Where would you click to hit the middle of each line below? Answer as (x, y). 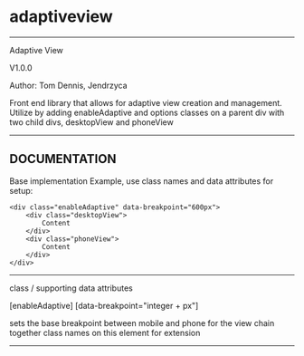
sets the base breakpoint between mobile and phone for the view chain (142, 322)
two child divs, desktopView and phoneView (91, 122)
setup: (21, 190)
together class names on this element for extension (105, 332)
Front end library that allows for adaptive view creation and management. (146, 102)
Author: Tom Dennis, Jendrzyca (69, 85)
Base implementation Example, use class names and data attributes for (142, 181)
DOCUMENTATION (63, 159)
